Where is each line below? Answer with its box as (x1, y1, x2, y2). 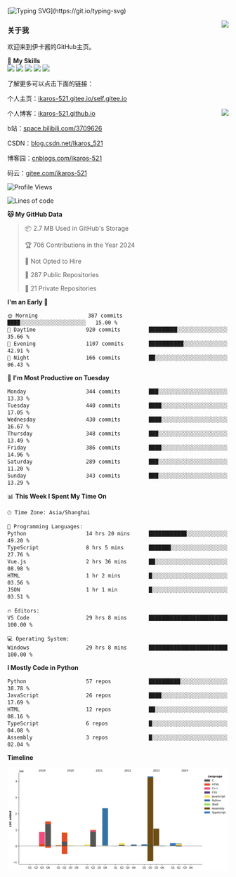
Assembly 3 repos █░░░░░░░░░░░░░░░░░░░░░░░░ (7, 734, 228, 742)
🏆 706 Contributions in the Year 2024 (24, 241, 136, 249)
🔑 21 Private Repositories (24, 284, 97, 293)
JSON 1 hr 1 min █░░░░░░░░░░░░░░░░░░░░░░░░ (7, 587, 228, 594)
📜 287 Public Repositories (24, 271, 100, 279)
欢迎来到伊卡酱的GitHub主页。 (7, 43, 96, 51)
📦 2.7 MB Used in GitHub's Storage (24, 225, 129, 233)
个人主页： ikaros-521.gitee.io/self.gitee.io (7, 95, 128, 103)
